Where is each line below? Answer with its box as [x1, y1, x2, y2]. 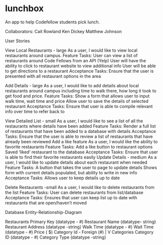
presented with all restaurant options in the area [5, 73, 101, 79]
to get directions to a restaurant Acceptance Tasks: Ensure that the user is [5, 68, 154, 74]
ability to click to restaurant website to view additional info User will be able [5, 63, 156, 69]
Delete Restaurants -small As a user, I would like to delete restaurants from [5, 184, 155, 190]
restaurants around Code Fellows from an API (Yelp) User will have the [5, 57, 146, 63]
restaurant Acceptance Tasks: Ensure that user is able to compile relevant [5, 103, 153, 109]
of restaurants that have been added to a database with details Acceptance [5, 128, 156, 134]
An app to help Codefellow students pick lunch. [5, 19, 100, 25]
